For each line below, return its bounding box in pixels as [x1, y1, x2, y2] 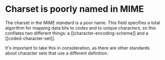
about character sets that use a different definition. [5, 50, 109, 56]
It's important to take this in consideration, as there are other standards [5, 45, 150, 51]
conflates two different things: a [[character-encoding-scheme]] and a [5, 30, 149, 36]
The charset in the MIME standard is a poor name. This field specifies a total [5, 20, 161, 26]
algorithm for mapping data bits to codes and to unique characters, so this [5, 25, 156, 30]
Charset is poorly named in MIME [5, 3, 144, 15]
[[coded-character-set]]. [5, 35, 55, 41]
